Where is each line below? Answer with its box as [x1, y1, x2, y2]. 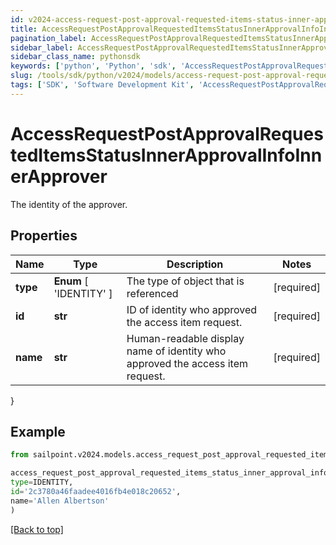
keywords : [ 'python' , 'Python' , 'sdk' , [10, 61, 177, 71]
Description [166, 257, 224, 271]
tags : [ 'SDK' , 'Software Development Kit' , [10, 80, 195, 90]
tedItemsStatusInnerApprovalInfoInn [10, 144, 323, 166]
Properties [10, 227, 78, 245]
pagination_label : [10, 33, 87, 43]
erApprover [10, 165, 108, 188]
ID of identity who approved [126, 302, 258, 316]
